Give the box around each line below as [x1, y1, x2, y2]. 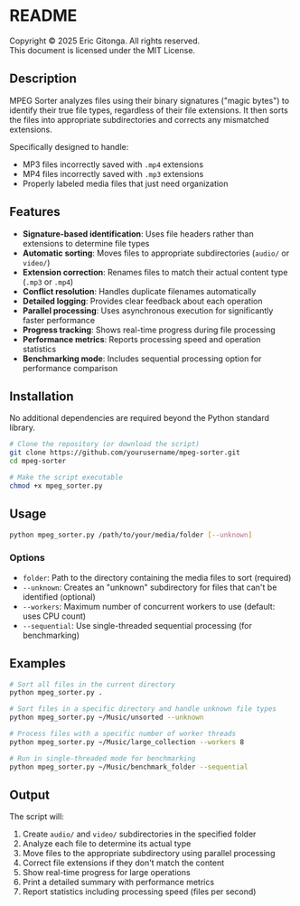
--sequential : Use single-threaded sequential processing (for [22, 620, 253, 630]
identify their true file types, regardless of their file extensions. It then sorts [9, 105, 289, 116]
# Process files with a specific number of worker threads [9, 729, 237, 739]
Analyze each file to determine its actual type [22, 838, 192, 849]
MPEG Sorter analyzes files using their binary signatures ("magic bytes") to [9, 95, 290, 106]
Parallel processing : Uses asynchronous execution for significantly [22, 304, 274, 316]
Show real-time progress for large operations [22, 867, 192, 878]
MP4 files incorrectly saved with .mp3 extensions [22, 168, 204, 179]
